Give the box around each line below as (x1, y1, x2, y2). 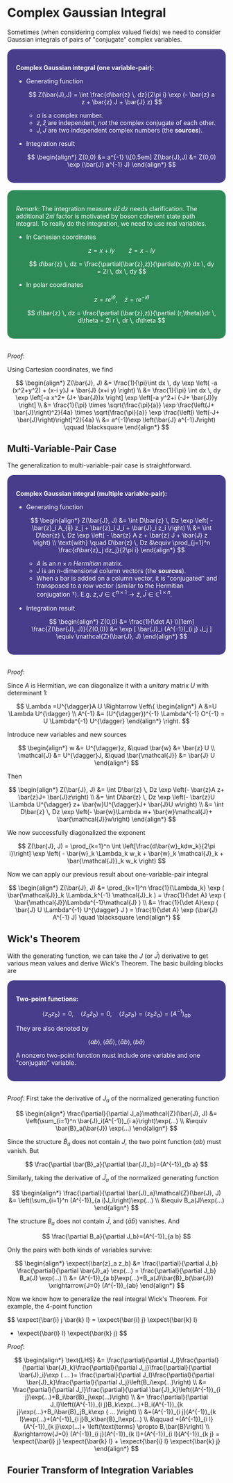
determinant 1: (7, 689, 49, 697)
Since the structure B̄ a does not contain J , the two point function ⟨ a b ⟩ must (7, 1138, 222, 1148)
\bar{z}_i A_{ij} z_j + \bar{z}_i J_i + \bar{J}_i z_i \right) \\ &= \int (31, 524, 212, 532)
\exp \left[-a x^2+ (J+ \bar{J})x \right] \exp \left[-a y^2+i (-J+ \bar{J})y (15, 393, 218, 401)
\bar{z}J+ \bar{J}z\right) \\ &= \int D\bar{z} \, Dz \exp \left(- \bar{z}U (18, 793, 215, 802)
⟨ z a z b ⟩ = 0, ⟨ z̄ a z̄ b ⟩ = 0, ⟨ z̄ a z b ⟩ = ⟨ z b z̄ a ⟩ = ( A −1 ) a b (42, 1008, 191, 1019)
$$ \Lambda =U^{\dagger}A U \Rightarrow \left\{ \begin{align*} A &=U (16, 702, 217, 711)
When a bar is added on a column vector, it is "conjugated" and (36, 574, 217, 583)
